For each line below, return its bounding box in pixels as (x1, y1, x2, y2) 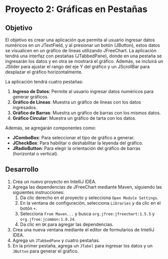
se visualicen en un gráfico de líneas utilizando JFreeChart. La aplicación (5, 48, 157, 53)
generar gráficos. (12, 94, 49, 100)
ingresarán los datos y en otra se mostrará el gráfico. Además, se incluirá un (5, 58, 163, 64)
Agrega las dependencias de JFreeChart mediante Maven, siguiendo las (12, 184, 162, 190)
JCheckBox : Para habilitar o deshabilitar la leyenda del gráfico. (12, 140, 143, 146)
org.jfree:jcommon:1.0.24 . (20, 216, 76, 222)
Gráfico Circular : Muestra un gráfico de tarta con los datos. (12, 115, 137, 121)
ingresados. (12, 105, 37, 110)
